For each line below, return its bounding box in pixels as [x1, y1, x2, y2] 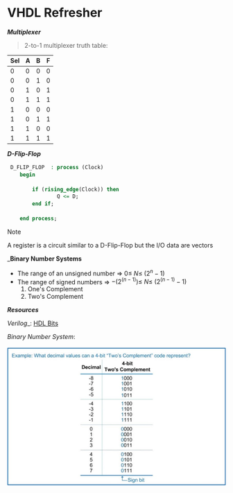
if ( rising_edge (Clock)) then [32, 186, 119, 193]
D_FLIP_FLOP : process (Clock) [10, 164, 104, 171]
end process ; [19, 215, 58, 223]
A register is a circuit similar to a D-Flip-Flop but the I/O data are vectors [7, 241, 214, 249]
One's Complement [27, 285, 83, 293]
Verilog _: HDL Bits [7, 319, 59, 327]
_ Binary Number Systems [7, 254, 82, 263]
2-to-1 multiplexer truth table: [24, 41, 108, 49]
